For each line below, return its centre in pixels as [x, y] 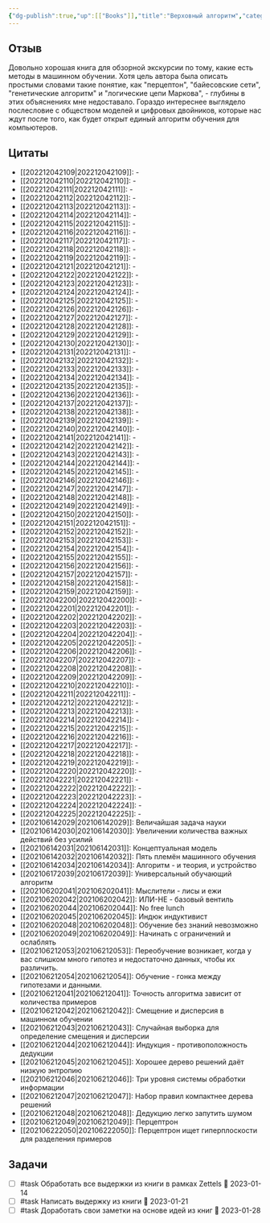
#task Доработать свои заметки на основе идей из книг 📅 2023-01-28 [140, 1211]
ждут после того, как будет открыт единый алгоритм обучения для [124, 119]
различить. [39, 968]
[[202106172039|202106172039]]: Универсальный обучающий [126, 874]
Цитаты [29, 153]
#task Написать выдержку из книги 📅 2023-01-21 [104, 1201]
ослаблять [38, 942]
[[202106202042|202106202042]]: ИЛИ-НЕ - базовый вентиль [127, 899]
